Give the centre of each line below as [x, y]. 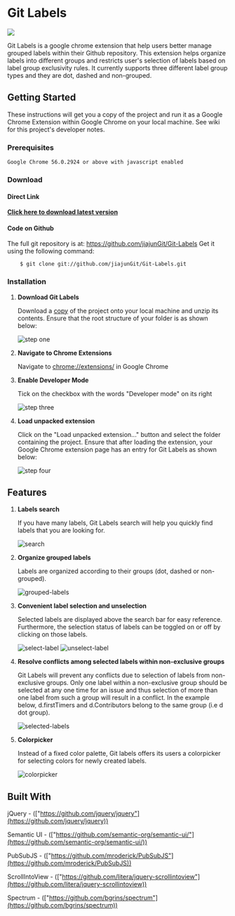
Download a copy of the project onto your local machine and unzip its [118, 310]
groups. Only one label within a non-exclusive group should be [137, 683]
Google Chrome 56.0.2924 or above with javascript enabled [95, 162]
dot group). [34, 713]
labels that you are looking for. [61, 530]
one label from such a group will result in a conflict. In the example [113, 698]
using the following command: [51, 251]
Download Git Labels [48, 297]
